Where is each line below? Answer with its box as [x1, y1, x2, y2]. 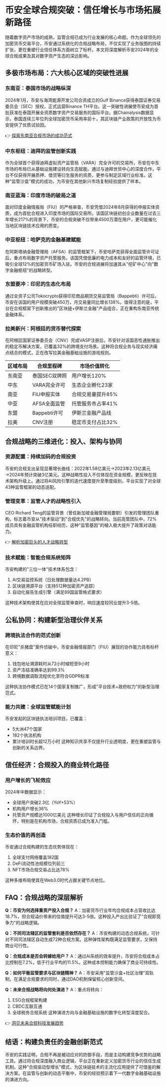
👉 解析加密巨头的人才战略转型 [5, 539, 68, 545]
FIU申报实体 [32, 391, 60, 398]
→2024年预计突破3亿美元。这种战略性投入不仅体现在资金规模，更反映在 [5, 471, 153, 477]
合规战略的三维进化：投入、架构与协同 [5, 437, 122, 446]
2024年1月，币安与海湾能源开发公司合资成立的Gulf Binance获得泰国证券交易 [5, 97, 161, 103]
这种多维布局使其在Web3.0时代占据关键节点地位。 [5, 877, 108, 883]
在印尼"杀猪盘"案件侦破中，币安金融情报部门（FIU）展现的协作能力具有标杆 [5, 644, 159, 650]
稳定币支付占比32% [71, 419, 118, 426]
